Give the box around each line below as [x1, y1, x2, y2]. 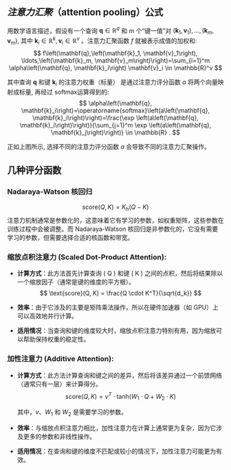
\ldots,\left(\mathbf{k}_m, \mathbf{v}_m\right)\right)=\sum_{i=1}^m [21, 56, 210, 64]
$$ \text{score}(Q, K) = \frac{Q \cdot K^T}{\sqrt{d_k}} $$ [39, 289, 202, 298]
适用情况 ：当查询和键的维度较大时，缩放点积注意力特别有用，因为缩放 [16, 327, 217, 335]
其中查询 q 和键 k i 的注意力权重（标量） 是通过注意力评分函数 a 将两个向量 [7, 78, 218, 88]
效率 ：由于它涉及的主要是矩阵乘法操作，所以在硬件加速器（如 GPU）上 [16, 303, 219, 311]
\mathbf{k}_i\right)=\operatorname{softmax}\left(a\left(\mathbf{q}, [21, 106, 210, 114]
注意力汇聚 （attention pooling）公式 [7, 6, 164, 19]
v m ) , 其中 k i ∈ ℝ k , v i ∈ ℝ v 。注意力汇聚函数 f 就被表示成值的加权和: [7, 35, 197, 46]
